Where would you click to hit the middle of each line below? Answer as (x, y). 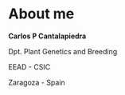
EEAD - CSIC (29, 67)
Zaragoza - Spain (37, 82)
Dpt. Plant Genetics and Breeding (63, 51)
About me (41, 14)
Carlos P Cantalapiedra (47, 36)
